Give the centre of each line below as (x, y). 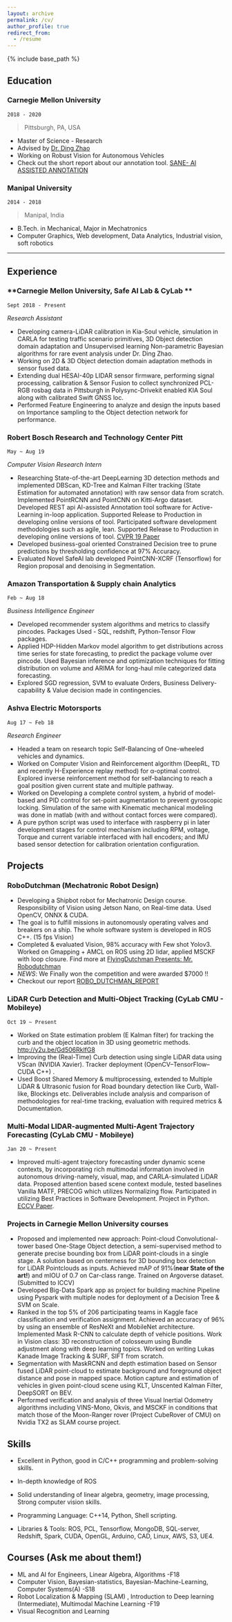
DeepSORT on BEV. (45, 1393)
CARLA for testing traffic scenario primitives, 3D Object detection (110, 338)
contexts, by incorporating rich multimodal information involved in (111, 1169)
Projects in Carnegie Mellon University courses (88, 1224)
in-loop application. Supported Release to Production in (123, 514)
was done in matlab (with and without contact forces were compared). (117, 815)
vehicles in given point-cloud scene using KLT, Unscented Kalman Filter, (120, 1386)
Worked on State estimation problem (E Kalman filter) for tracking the (115, 1035)
